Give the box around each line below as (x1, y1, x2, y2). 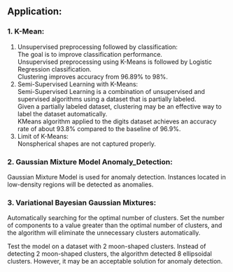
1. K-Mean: (7, 27, 45, 36)
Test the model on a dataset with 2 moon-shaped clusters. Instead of (7, 242, 206, 251)
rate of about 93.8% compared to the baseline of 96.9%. (17, 124, 181, 132)
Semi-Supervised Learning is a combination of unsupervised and (17, 87, 205, 95)
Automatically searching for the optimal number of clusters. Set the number (7, 214, 225, 222)
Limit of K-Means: (17, 132, 69, 140)
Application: (7, 6, 62, 18)
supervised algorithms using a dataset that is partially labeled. (17, 95, 197, 103)
